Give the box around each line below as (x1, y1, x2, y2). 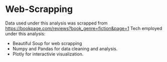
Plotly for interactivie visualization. (12, 51, 84, 57)
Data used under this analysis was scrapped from (5, 20, 108, 26)
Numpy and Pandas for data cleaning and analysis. (12, 45, 118, 51)
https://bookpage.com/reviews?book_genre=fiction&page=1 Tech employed (5, 25, 162, 31)
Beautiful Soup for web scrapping (12, 40, 82, 46)
